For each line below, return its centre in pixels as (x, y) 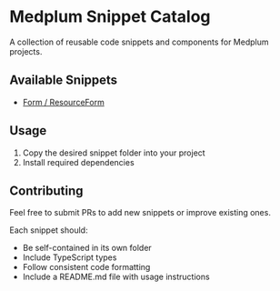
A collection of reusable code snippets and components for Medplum (140, 42)
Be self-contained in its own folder (87, 248)
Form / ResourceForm (63, 102)
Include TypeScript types (70, 257)
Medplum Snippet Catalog (110, 17)
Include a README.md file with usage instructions (116, 277)
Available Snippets (64, 80)
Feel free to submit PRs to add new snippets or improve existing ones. (140, 213)
